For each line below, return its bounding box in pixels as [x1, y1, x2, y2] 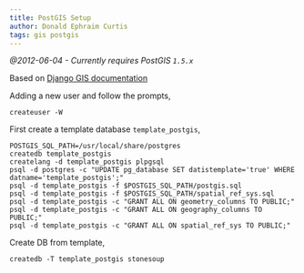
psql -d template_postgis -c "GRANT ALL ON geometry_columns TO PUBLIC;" [9, 197, 296, 207]
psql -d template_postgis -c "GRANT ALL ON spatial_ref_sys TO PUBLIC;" [9, 221, 291, 230]
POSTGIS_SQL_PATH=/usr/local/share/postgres [9, 142, 181, 151]
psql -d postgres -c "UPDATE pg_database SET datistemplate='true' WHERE [9, 166, 296, 175]
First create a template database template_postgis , [9, 124, 201, 135]
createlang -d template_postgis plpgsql [9, 157, 166, 167]
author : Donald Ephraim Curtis [9, 22, 128, 31]
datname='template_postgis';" [9, 174, 125, 183]
